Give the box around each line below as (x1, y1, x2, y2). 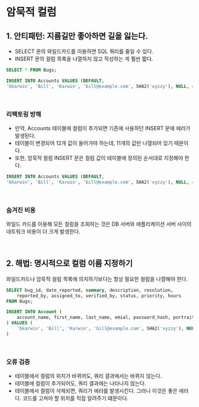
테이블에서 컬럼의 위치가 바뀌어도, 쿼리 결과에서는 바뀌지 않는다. (14, 373, 162, 380)
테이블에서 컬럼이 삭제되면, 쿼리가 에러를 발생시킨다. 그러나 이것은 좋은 (14, 387, 178, 395)
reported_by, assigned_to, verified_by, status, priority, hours (17, 292, 182, 299)
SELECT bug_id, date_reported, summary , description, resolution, (6, 287, 174, 293)
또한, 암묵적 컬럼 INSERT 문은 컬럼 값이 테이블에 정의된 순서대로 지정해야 (14, 154, 184, 161)
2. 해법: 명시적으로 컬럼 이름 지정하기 (6, 258, 133, 269)
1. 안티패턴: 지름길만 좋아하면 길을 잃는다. (6, 31, 148, 41)
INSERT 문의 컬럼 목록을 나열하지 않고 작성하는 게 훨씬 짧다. (14, 55, 153, 62)
